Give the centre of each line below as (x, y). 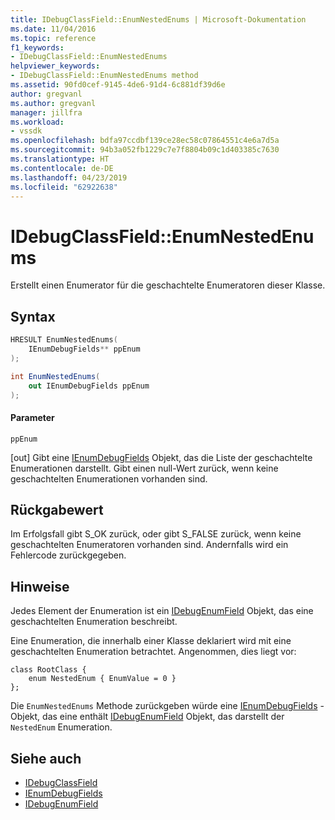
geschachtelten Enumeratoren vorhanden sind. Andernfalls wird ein (149, 545)
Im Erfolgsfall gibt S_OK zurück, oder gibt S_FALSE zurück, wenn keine (156, 534)
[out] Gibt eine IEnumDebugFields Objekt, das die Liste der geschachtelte (161, 457)
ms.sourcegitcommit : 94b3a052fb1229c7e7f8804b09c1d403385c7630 (145, 150)
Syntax (33, 316)
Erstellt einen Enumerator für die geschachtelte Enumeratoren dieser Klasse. (168, 285)
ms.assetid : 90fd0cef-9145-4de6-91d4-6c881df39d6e (118, 85)
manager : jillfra (46, 112)
